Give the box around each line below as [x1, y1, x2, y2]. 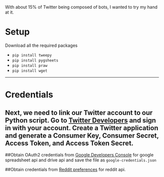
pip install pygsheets [12, 58, 59, 63]
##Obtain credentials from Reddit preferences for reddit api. [5, 166, 126, 172]
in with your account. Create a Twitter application [5, 124, 159, 132]
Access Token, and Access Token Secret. [5, 139, 134, 147]
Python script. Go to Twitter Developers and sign [5, 116, 156, 124]
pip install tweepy [12, 53, 52, 58]
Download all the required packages [5, 42, 78, 48]
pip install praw [12, 63, 48, 68]
